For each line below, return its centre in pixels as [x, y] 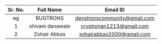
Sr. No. [16, 10]
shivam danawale [50, 26]
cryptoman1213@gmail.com [115, 26]
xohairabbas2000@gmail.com [115, 34]
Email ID [115, 10]
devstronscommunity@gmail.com [115, 18]
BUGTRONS [50, 18]
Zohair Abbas [50, 34]
